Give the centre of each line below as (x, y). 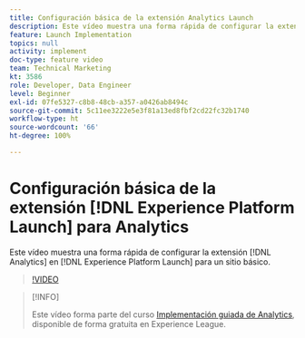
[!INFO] (45, 296)
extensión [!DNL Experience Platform (152, 208)
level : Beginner (40, 93)
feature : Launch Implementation (70, 34)
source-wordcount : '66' (54, 128)
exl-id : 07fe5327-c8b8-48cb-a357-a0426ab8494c (99, 102)
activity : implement (49, 52)
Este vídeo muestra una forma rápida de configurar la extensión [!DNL (140, 252)
